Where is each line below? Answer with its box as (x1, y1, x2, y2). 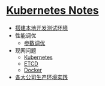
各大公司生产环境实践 (14, 73, 68, 81)
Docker (23, 66, 42, 73)
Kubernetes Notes (6, 4, 99, 17)
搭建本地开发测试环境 (14, 24, 68, 31)
